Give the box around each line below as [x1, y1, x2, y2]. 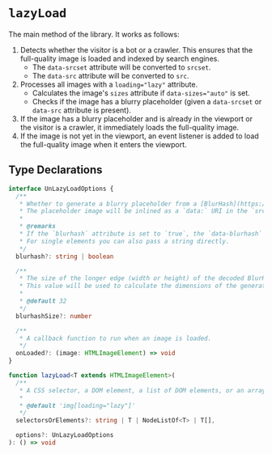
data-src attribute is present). [32, 105, 132, 115]
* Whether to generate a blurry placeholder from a [19, 200, 198, 208]
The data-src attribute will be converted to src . [32, 70, 189, 80]
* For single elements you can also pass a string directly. [19, 237, 230, 245]
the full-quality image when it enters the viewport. [19, 139, 188, 149]
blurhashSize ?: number [15, 312, 92, 320]
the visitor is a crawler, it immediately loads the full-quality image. [19, 122, 240, 132]
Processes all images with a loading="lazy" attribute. [19, 79, 198, 89]
